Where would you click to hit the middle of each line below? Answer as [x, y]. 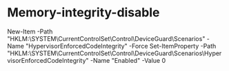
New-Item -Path [30, 31]
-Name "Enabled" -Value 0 [128, 60]
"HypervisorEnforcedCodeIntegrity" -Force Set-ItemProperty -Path [121, 46]
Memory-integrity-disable [83, 13]
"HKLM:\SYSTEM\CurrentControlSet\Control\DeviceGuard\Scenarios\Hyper [114, 53]
